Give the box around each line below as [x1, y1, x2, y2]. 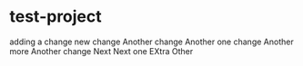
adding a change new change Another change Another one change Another [9, 36, 294, 47]
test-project [9, 6, 102, 27]
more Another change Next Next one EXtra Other [9, 45, 194, 56]
